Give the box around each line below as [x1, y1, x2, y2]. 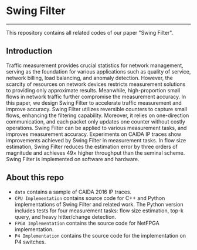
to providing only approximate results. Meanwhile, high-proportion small [6, 86, 181, 94]
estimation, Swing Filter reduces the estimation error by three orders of [6, 143, 178, 150]
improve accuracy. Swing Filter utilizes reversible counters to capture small [6, 105, 188, 112]
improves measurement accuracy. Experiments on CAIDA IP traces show [6, 131, 182, 138]
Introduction [6, 46, 53, 56]
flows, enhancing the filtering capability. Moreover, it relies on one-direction [6, 112, 189, 119]
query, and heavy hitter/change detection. [14, 213, 116, 220]
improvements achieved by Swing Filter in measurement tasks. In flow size [6, 136, 186, 144]
